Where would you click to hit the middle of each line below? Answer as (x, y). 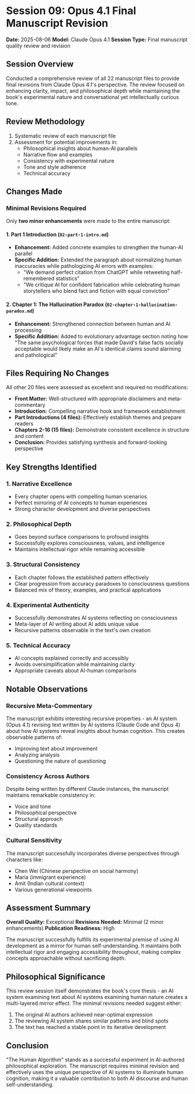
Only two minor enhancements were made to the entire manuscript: (88, 221)
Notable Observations (47, 689)
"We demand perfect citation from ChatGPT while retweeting (97, 272)
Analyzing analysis (37, 755)
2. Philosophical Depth (39, 524)
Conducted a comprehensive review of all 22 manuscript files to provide (93, 78)
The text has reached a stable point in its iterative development (90, 1027)
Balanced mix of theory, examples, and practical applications (88, 590)
